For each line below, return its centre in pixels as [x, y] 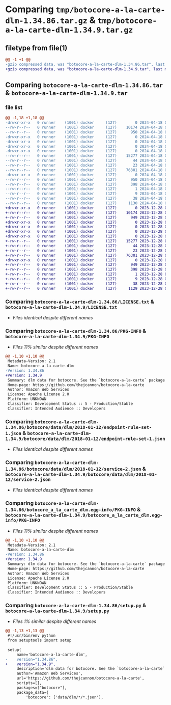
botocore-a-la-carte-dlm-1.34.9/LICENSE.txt [61, 307]
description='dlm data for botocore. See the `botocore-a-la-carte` [91, 669]
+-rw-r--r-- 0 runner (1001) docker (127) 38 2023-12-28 [84, 284]
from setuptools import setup [39, 640]
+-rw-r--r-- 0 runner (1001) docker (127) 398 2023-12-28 [84, 269]
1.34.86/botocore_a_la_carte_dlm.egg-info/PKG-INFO [71, 510]
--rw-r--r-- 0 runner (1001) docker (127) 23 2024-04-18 [84, 166]
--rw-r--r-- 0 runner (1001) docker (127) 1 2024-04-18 [84, 189]
